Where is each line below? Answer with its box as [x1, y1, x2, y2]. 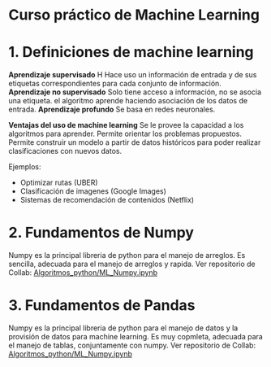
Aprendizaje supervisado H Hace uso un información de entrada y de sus [8, 70, 257, 80]
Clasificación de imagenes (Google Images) [19, 186, 166, 196]
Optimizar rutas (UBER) [19, 177, 99, 188]
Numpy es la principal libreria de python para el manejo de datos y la [8, 323, 239, 333]
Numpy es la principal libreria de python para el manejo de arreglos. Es [8, 251, 246, 260]
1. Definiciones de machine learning [8, 43, 254, 62]
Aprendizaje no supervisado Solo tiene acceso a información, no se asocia [8, 87, 262, 97]
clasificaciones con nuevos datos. [8, 146, 123, 156]
